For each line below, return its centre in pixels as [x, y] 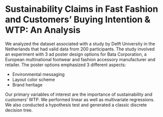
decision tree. [19, 110]
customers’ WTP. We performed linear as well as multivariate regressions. [80, 99]
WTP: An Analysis [43, 30]
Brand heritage [27, 84]
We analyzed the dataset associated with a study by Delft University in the [80, 43]
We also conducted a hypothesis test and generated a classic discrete [76, 105]
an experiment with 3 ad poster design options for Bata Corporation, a [76, 54]
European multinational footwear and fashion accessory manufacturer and [80, 59]
